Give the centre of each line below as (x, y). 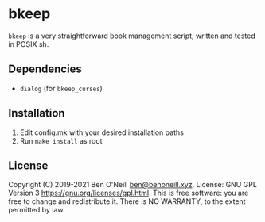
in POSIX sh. (29, 44)
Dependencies (45, 69)
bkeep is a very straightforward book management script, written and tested (132, 36)
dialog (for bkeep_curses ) (61, 88)
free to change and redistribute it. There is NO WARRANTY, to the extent (127, 201)
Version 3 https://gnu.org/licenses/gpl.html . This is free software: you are (129, 193)
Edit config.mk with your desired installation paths (102, 132)
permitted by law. (37, 210)
